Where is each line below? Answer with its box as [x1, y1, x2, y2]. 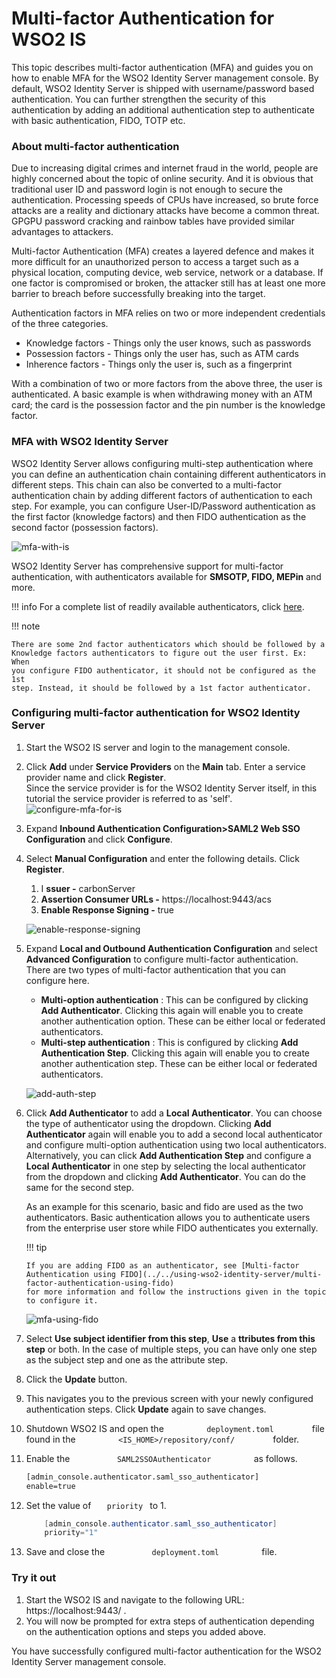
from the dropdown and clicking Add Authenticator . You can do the [25, 1170, 306, 1182]
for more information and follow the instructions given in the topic [25, 1287, 327, 1297]
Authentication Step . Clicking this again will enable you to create [40, 1047, 311, 1059]
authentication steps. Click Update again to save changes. [25, 1403, 267, 1415]
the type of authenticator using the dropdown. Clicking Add [25, 1117, 272, 1129]
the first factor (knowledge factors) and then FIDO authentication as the [11, 510, 307, 522]
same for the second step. [25, 1181, 135, 1193]
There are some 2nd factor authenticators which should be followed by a [11, 639, 326, 649]
